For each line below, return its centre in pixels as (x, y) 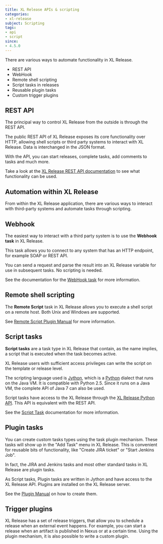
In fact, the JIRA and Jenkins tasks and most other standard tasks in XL (77, 464)
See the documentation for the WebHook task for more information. (73, 280)
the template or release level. (34, 368)
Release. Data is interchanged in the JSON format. (55, 147)
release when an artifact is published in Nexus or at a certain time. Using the (81, 531)
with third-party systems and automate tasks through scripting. (68, 209)
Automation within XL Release (52, 191)
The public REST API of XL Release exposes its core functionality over (75, 137)
